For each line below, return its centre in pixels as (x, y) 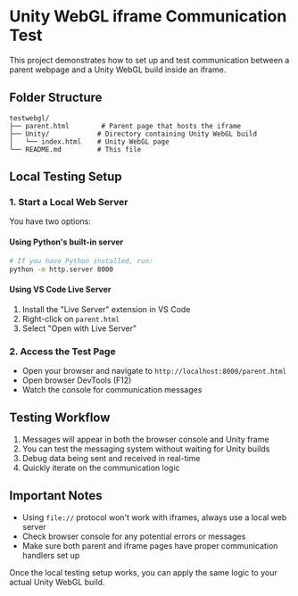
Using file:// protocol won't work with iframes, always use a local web (154, 517)
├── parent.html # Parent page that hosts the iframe (125, 126)
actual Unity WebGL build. (57, 582)
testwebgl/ (29, 118)
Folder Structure (56, 98)
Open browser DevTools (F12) (77, 380)
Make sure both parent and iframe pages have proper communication (150, 545)
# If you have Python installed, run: (81, 261)
